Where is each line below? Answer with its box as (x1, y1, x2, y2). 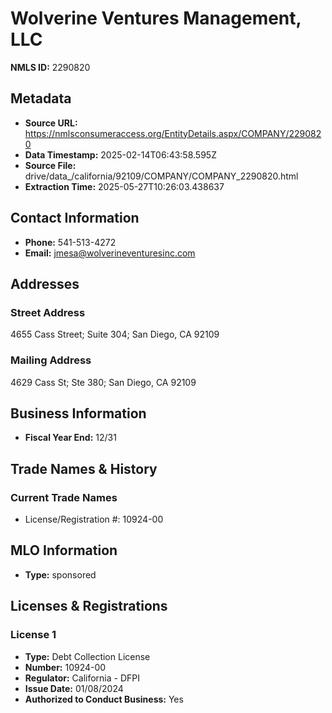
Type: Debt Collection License (24, 650, 151, 662)
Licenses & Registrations (10, 598, 168, 615)
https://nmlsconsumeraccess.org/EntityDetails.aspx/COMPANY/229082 (24, 127, 322, 139)
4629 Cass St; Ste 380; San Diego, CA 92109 (10, 376, 197, 388)
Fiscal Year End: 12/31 (24, 432, 117, 444)
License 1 (10, 628, 57, 642)
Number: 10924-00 (24, 661, 107, 673)
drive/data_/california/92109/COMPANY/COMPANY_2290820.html (24, 170, 299, 182)
